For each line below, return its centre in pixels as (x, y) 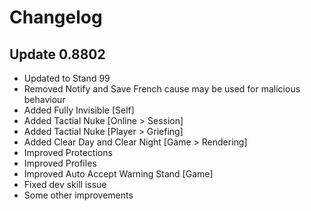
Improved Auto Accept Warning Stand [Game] (118, 174)
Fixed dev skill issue (65, 184)
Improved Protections (68, 152)
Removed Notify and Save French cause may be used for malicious (162, 89)
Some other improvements (78, 195)
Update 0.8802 (57, 54)
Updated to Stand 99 (67, 78)
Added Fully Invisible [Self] (79, 110)
